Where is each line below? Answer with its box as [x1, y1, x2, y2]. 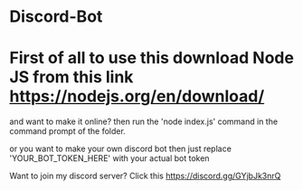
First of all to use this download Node [9, 48, 294, 69]
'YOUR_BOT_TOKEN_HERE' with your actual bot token [9, 153, 210, 164]
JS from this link [9, 67, 134, 88]
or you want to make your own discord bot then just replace [9, 143, 232, 155]
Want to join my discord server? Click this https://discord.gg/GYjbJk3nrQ [9, 170, 281, 182]
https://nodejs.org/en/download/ [9, 86, 265, 107]
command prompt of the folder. [9, 126, 127, 137]
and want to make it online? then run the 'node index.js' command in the [9, 116, 279, 128]
